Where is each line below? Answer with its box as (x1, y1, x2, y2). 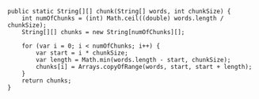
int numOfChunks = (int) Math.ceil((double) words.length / (21, 14, 224, 22)
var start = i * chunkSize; (36, 49, 128, 57)
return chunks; (21, 77, 72, 85)
